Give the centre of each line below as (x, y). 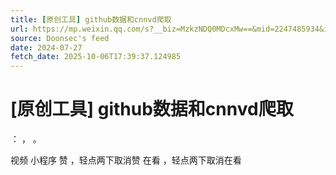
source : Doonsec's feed (60, 38)
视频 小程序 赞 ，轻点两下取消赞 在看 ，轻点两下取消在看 (126, 160)
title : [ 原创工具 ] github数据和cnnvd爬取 (91, 19)
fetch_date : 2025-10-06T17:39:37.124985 (96, 57)
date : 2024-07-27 (46, 47)
